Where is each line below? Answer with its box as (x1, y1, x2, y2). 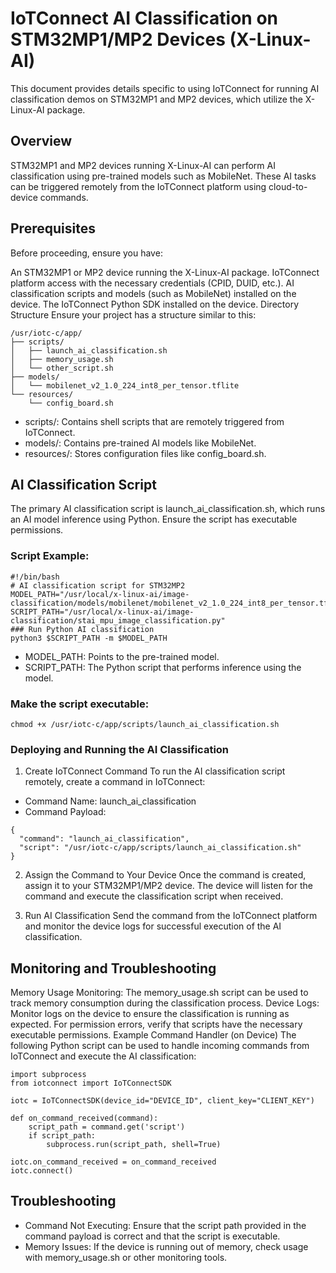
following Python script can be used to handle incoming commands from (10, 1040, 310, 1052)
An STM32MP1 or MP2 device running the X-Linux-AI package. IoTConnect (10, 266, 320, 278)
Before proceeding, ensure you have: (10, 247, 163, 259)
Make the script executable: (10, 697, 150, 711)
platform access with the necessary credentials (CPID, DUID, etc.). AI (10, 277, 295, 289)
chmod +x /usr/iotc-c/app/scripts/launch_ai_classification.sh (10, 719, 280, 729)
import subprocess (10, 1070, 87, 1080)
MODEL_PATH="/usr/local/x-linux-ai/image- (10, 589, 190, 599)
